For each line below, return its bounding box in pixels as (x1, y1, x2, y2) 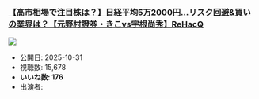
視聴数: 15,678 (19, 63, 67, 72)
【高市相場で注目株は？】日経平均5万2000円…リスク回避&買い (8, 6, 251, 17)
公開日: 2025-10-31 (19, 53, 83, 62)
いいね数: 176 (19, 72, 63, 82)
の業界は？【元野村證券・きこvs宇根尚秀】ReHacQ (8, 18, 204, 29)
